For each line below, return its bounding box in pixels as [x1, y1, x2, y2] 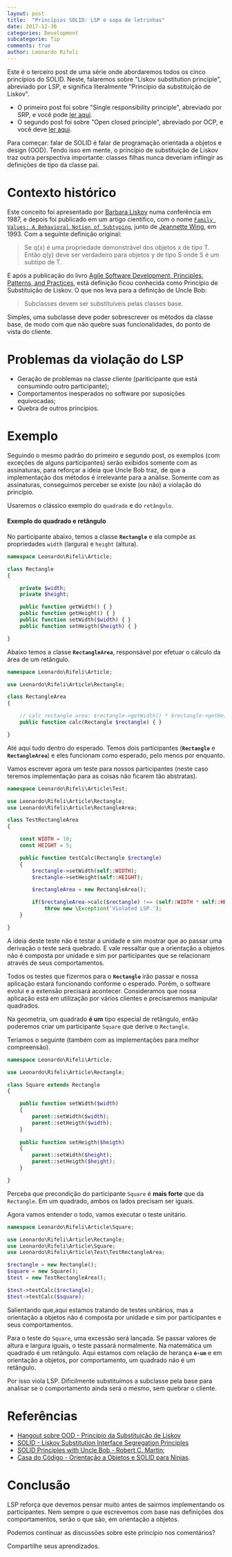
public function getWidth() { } [19, 603, 113, 611]
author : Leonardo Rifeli [7, 49, 79, 56]
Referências [7, 1408, 78, 1424]
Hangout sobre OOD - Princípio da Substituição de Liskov [17, 1431, 181, 1439]
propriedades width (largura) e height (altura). [7, 540, 138, 548]
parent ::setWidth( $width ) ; [32, 1113, 110, 1121]
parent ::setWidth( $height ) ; [32, 1152, 113, 1159]
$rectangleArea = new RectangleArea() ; [32, 886, 147, 893]
